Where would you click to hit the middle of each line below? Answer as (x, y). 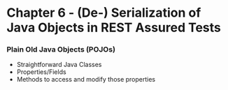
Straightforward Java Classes (59, 65)
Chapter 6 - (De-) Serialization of (104, 13)
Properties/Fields (42, 72)
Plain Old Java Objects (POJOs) (61, 50)
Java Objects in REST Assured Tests (114, 28)
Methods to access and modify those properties (86, 80)
